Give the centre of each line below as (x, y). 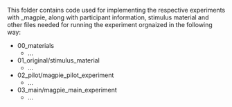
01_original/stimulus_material (59, 60)
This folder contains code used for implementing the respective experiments (116, 10)
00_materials (35, 46)
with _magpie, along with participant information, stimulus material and (108, 17)
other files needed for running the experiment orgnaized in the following (110, 25)
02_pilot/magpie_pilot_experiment (65, 75)
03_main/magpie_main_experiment (67, 90)
